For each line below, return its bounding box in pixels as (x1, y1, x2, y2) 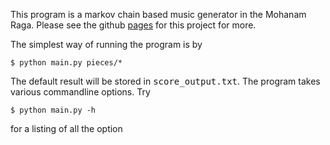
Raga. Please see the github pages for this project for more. (10, 19, 257, 31)
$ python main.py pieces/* (10, 58, 123, 68)
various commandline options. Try (10, 86, 151, 98)
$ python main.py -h (10, 105, 97, 115)
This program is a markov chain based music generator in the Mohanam (10, 9, 307, 20)
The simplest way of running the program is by (10, 39, 203, 50)
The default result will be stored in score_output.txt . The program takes (10, 75, 321, 87)
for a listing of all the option (10, 123, 123, 134)
